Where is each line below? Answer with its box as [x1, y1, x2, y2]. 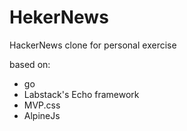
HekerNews [9, 6, 109, 29]
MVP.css [23, 99, 61, 111]
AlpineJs [23, 109, 61, 121]
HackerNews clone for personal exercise [9, 39, 177, 51]
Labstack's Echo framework [23, 88, 140, 100]
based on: [9, 58, 51, 70]
